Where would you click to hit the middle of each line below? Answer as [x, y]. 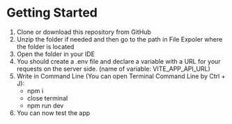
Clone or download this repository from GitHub [84, 32]
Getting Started [52, 13]
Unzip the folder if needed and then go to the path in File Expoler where [119, 39]
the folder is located [45, 46]
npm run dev [45, 105]
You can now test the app [53, 113]
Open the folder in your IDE [56, 54]
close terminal [47, 98]
